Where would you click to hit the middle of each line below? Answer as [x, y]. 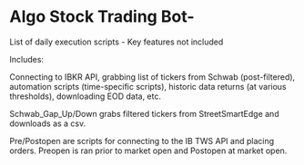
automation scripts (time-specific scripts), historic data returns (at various [148, 86]
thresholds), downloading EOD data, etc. [86, 96]
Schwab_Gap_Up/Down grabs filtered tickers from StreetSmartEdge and [144, 113]
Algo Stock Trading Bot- [102, 17]
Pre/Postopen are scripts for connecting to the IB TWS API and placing [142, 141]
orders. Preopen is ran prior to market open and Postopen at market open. [148, 150]
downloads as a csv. [48, 123]
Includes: [26, 59]
